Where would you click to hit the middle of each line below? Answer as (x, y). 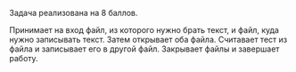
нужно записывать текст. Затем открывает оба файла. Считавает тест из (148, 40)
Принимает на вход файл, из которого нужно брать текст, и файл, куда (144, 30)
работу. (24, 58)
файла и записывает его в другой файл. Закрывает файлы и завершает (144, 49)
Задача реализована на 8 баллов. (74, 13)
